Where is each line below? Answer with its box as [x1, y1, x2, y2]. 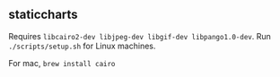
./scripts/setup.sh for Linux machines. [8, 40, 156, 51]
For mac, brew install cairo [8, 57, 116, 68]
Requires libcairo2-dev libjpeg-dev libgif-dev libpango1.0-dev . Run [8, 30, 271, 41]
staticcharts [8, 7, 78, 22]
